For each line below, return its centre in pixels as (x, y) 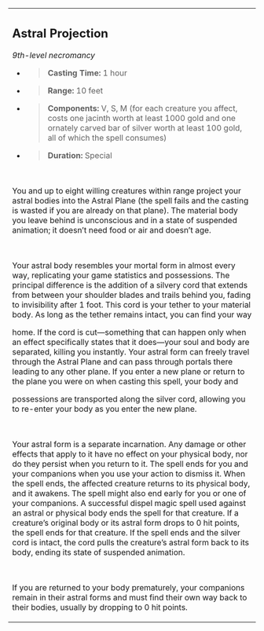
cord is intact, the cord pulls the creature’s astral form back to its (131, 542)
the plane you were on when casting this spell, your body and (125, 381)
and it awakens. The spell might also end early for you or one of (129, 493)
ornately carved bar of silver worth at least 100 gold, (145, 127)
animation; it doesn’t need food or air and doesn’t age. (112, 229)
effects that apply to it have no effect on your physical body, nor (130, 453)
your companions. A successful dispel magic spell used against (129, 503)
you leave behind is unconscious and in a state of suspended (125, 220)
